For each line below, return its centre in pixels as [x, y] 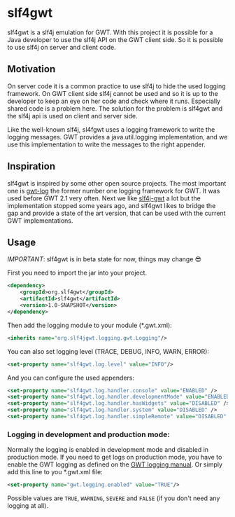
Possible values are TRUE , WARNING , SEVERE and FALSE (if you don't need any [114, 498]
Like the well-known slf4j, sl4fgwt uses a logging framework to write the [111, 129]
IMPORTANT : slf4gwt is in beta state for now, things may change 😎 [104, 259]
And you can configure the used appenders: [71, 378]
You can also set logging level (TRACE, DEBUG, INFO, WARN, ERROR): [108, 351]
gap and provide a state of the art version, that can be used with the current [116, 213]
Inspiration [31, 166]
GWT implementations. [40, 220]
